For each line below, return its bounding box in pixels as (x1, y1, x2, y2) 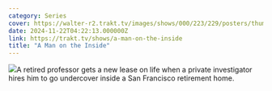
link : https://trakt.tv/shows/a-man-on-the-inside (8, 34, 183, 43)
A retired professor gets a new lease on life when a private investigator (16, 65, 253, 75)
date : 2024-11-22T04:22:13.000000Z (8, 27, 129, 35)
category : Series (8, 11, 67, 20)
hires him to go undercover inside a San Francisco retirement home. (8, 73, 235, 83)
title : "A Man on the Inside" (8, 42, 111, 50)
